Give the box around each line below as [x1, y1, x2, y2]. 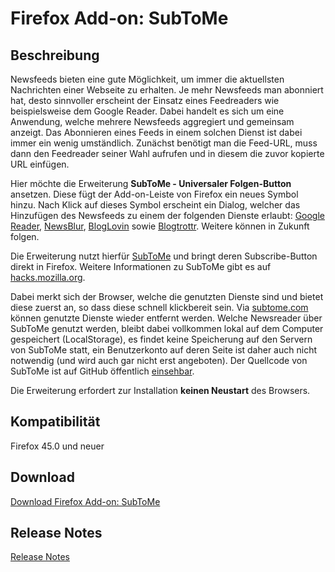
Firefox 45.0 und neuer [10, 440, 105, 452]
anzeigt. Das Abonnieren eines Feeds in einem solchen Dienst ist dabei [10, 127, 303, 138]
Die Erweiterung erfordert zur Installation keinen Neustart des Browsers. [10, 385, 311, 396]
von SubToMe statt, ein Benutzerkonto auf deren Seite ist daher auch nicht [10, 344, 317, 356]
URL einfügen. [10, 158, 70, 170]
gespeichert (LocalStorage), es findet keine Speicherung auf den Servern [10, 333, 313, 345]
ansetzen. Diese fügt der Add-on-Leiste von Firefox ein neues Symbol [10, 188, 299, 200]
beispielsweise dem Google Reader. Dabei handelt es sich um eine [10, 105, 285, 117]
